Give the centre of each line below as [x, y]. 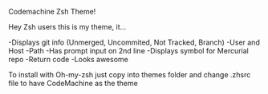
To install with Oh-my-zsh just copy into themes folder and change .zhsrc [130, 74]
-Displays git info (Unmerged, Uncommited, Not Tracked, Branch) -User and [134, 42]
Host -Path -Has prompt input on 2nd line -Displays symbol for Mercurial [128, 51]
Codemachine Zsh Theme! [52, 12]
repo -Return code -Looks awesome [68, 59]
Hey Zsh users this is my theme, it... [67, 27]
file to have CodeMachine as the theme [73, 83]
